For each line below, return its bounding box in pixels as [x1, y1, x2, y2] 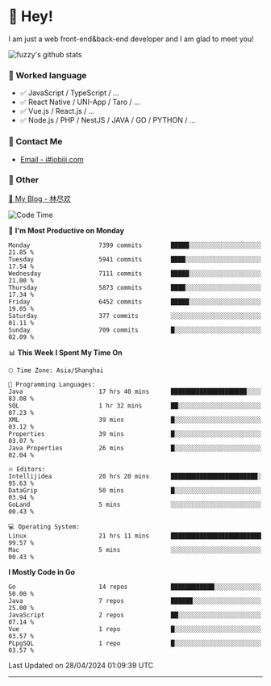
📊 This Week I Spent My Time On [8, 347, 123, 358]
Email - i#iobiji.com [19, 154, 84, 164]
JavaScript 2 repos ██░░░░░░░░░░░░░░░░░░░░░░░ [8, 611, 262, 619]
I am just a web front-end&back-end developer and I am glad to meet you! [8, 34, 254, 44]
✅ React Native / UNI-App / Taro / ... [19, 97, 140, 107]
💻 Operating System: [8, 522, 81, 531]
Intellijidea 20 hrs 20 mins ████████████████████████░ [8, 472, 262, 480]
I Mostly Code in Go [8, 567, 75, 576]
